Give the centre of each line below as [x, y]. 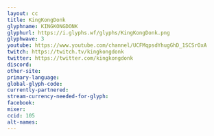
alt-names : [23, 122]
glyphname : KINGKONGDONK [43, 26]
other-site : [24, 71]
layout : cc [23, 13]
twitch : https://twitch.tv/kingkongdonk [66, 52]
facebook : [21, 103]
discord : [20, 65]
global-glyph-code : [35, 84]
